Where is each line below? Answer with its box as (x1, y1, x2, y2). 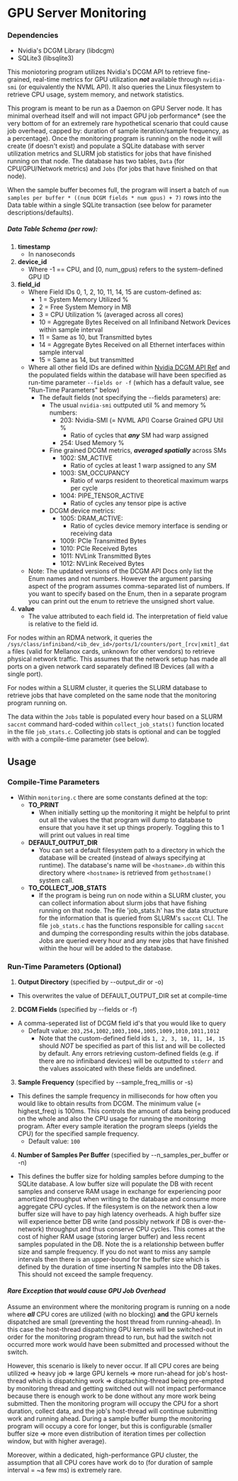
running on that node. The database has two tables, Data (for (7, 157, 185, 165)
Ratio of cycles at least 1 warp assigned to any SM (70, 461, 217, 470)
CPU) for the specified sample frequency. (17, 1130, 140, 1138)
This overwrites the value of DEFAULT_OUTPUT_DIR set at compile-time (17, 992, 228, 1000)
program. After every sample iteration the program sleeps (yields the (17, 1122, 218, 1130)
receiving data (70, 529, 113, 537)
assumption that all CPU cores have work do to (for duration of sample (7, 1458, 213, 1467)
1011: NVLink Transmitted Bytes (59, 552, 151, 560)
